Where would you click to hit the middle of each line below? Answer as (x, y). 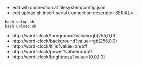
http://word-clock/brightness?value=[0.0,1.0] (58, 57)
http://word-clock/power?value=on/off (52, 52)
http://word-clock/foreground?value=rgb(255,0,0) (64, 36)
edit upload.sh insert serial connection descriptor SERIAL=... (75, 13)
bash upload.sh (21, 26)
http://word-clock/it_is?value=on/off (50, 46)
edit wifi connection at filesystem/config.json (59, 7)
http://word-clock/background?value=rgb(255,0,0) (64, 41)
